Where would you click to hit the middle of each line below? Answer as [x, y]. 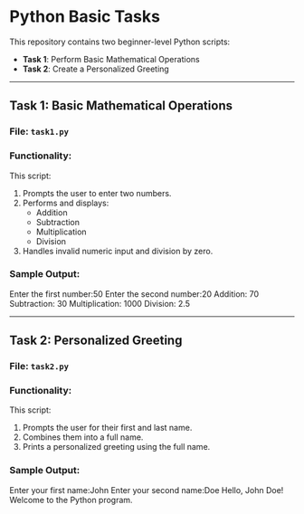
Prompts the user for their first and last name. [107, 428]
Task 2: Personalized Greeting [96, 341]
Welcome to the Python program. [71, 500]
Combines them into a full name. [83, 437]
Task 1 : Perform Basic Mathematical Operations [111, 59]
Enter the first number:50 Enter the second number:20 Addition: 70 [134, 294]
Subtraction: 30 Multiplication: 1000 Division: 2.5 [100, 303]
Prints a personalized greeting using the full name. [116, 447]
